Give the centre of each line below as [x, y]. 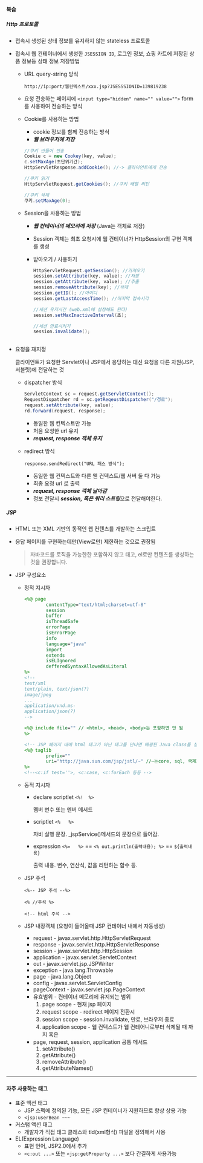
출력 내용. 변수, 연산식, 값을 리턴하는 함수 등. [85, 865]
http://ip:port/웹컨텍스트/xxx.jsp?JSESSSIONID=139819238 [95, 86]
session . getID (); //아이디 [65, 293]
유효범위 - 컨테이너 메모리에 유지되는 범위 [82, 997]
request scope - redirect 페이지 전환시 [89, 1012]
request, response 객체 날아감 [70, 490]
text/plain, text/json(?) [56, 689]
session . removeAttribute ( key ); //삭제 [81, 287]
